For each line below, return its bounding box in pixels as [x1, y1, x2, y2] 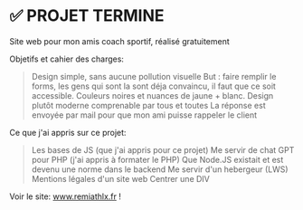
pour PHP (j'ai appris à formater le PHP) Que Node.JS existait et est [31, 154, 284, 165]
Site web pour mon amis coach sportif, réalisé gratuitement [9, 35, 231, 46]
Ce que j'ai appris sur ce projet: [9, 127, 127, 138]
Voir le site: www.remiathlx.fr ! [9, 191, 122, 202]
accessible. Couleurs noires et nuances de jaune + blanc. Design [31, 90, 274, 100]
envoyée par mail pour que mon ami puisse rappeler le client [31, 110, 258, 120]
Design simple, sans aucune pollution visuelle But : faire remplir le [31, 71, 277, 81]
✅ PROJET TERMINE [9, 5, 165, 26]
